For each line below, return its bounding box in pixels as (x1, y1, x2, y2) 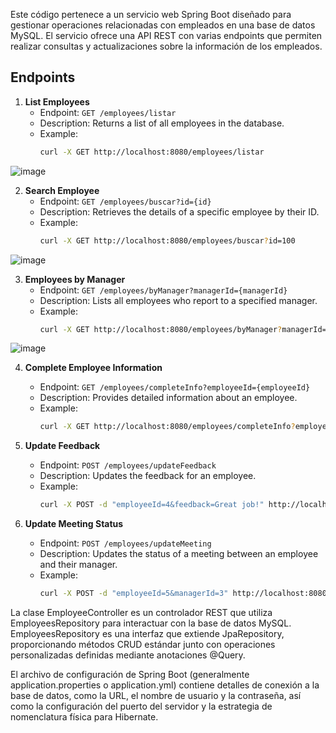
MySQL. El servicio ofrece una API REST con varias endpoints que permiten (10, 30, 323, 41)
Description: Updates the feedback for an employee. (39, 470, 257, 482)
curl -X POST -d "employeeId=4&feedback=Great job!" (39, 500, 265, 510)
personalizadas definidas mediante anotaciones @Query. (10, 649, 246, 661)
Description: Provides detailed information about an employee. (39, 392, 298, 404)
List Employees (24, 95, 90, 108)
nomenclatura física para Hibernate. (10, 711, 159, 723)
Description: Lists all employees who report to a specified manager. (39, 294, 318, 306)
